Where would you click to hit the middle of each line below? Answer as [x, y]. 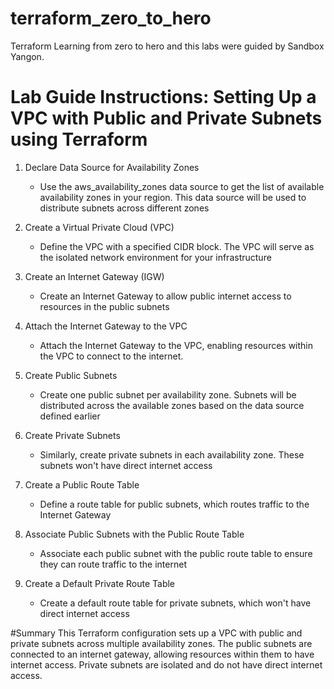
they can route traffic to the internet [113, 564]
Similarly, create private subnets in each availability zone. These [172, 454]
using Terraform [79, 139]
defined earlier [70, 416]
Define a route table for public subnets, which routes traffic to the [174, 504]
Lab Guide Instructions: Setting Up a [163, 97]
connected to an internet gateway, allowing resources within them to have [162, 654]
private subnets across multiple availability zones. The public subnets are [161, 643]
